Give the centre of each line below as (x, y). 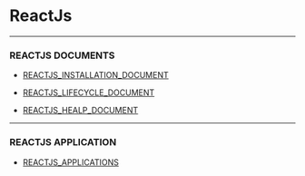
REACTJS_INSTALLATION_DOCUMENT (96, 75)
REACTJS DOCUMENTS (62, 55)
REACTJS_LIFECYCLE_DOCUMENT (89, 93)
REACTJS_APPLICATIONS (71, 162)
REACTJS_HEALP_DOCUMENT (80, 111)
